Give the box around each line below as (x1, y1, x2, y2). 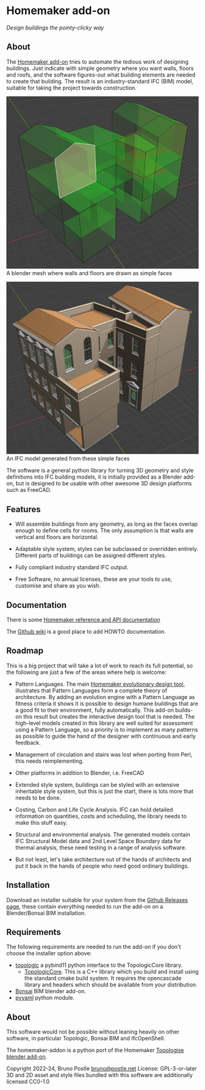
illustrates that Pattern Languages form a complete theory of (15, 687, 168, 694)
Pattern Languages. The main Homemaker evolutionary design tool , (15, 680, 185, 687)
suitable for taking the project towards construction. (6, 84, 137, 91)
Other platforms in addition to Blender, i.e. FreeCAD (15, 769, 145, 776)
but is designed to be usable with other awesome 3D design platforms (15, 480, 192, 487)
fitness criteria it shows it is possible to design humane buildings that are (15, 700, 198, 707)
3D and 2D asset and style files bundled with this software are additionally (6, 1072, 193, 1079)
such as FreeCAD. (6, 486, 52, 494)
